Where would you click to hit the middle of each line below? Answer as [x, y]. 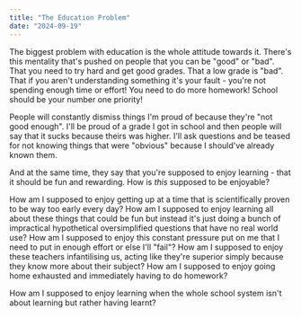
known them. [34, 154]
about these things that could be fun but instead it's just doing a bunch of [145, 218]
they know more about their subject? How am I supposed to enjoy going [142, 266]
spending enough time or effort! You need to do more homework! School [144, 90]
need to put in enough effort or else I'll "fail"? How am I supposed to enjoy [146, 247]
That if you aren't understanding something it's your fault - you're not [138, 80]
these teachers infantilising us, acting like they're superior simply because [146, 256]
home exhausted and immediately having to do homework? [119, 276]
